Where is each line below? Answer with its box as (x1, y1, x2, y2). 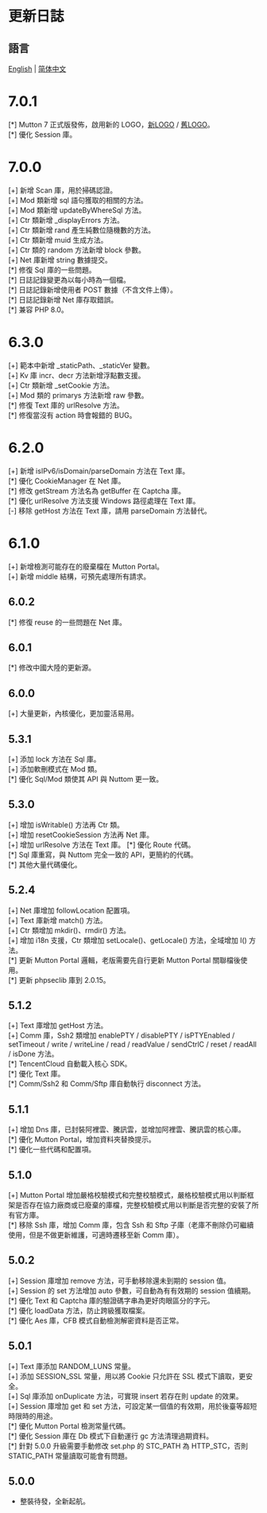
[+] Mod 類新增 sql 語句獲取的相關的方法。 (8, 195, 149, 205)
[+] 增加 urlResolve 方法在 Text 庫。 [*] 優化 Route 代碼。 (8, 839, 195, 849)
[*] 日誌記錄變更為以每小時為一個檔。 (8, 275, 131, 284)
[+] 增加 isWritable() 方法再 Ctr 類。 (8, 819, 125, 829)
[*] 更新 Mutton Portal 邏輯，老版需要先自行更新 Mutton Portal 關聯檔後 (8, 955, 241, 964)
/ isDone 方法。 (8, 1049, 59, 1059)
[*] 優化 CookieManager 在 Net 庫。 (8, 475, 126, 486)
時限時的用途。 (8, 1411, 57, 1421)
